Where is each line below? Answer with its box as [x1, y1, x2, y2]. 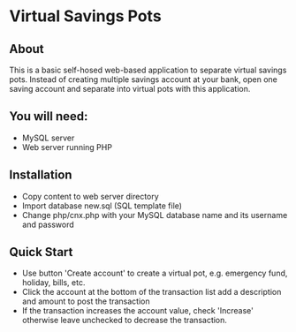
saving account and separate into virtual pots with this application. [9, 84, 251, 94]
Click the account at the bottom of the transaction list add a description [21, 287, 282, 298]
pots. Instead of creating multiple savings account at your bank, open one [9, 74, 278, 85]
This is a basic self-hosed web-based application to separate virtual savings [9, 64, 287, 75]
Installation [9, 168, 72, 183]
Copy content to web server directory [21, 191, 159, 201]
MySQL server [21, 132, 75, 143]
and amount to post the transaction [21, 296, 150, 306]
